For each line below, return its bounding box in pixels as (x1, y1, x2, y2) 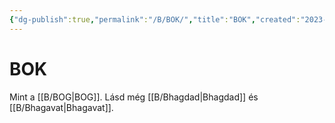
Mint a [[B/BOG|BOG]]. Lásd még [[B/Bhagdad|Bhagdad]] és (9, 91, 259, 103)
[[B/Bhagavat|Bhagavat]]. (9, 101, 114, 113)
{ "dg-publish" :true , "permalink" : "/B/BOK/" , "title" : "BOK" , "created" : (9, 14, 301, 25)
